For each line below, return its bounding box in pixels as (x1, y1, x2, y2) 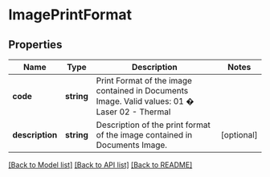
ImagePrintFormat (8, 6, 133, 24)
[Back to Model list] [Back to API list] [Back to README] (8, 160, 193, 170)
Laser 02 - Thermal (96, 106, 171, 117)
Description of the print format (96, 119, 211, 130)
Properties (8, 38, 63, 51)
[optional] (220, 130, 258, 140)
